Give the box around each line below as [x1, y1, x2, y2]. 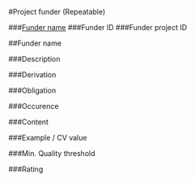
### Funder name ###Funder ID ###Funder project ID [8, 23, 188, 32]
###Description [8, 54, 61, 63]
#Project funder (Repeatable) [8, 7, 106, 16]
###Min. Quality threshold [8, 149, 95, 158]
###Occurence [8, 102, 59, 110]
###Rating [8, 164, 44, 174]
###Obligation [8, 85, 57, 95]
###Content [8, 117, 49, 127]
